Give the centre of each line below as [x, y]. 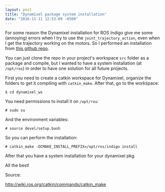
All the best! [17, 165]
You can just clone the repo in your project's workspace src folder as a [77, 58]
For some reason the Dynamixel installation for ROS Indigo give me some [79, 33]
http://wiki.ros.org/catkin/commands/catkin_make [56, 185]
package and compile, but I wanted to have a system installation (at [73, 63]
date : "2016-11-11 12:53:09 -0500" [42, 19]
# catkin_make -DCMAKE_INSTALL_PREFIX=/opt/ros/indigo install [71, 147]
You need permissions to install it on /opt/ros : [52, 101]
